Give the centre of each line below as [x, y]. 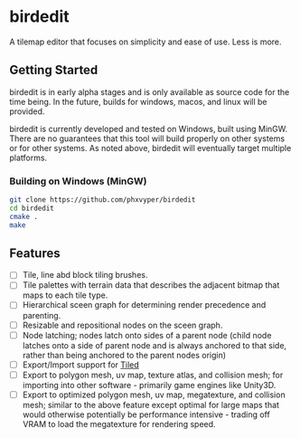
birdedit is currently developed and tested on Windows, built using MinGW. [149, 129]
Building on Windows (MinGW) [78, 181]
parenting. [42, 315]
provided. [27, 111]
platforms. [28, 157]
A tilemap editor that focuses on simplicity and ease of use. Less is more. [145, 42]
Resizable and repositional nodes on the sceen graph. [122, 325]
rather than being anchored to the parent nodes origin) [124, 355]
